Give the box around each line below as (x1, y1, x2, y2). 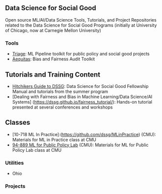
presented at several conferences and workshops (12, 104, 113, 110)
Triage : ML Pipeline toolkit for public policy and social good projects (12, 51, 150, 57)
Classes (5, 118, 30, 127)
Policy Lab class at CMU (12, 147, 62, 153)
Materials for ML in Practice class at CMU (12, 137, 97, 142)
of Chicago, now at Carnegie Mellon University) (5, 27, 102, 33)
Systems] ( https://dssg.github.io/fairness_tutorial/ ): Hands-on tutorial (12, 99, 152, 105)
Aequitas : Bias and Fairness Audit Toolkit (12, 56, 95, 62)
